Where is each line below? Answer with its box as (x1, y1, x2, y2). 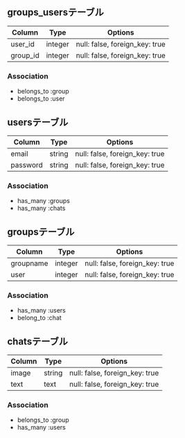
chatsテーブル (7, 335, 68, 347)
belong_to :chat (17, 314, 62, 322)
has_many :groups (17, 197, 71, 205)
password (10, 160, 43, 170)
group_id (10, 51, 39, 60)
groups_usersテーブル (7, 6, 104, 19)
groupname (10, 259, 49, 268)
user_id (10, 39, 35, 49)
